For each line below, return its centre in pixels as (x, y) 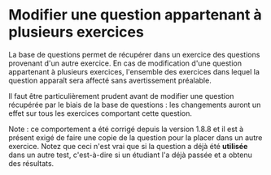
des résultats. (31, 163)
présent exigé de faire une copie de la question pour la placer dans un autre (135, 137)
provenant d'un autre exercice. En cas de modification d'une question (125, 63)
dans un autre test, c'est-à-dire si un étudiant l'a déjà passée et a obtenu (130, 155)
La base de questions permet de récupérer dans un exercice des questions (134, 54)
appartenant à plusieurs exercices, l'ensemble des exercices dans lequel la (134, 71)
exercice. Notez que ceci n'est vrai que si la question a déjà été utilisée (128, 146)
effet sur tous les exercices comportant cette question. (101, 113)
